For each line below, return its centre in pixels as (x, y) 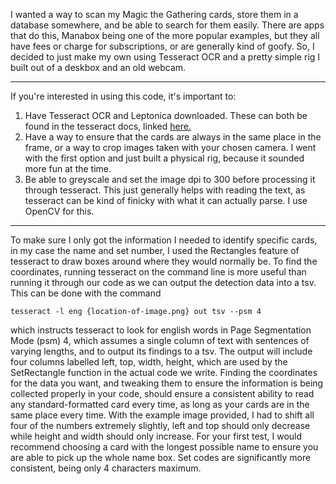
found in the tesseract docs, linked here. (108, 126)
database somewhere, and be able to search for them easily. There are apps (167, 25)
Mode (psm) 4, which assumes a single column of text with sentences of (160, 340)
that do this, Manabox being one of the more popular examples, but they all (165, 35)
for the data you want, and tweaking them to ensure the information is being (167, 383)
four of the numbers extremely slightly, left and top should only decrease (160, 425)
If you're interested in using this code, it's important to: (123, 96)
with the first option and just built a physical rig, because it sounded (164, 158)
